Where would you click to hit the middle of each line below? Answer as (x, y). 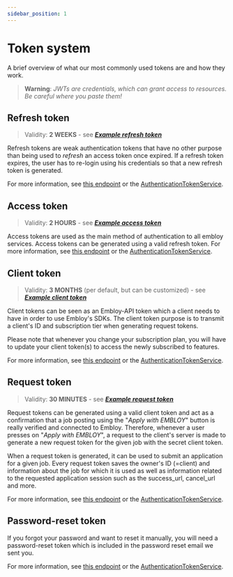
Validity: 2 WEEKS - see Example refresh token (93, 135)
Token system (49, 48)
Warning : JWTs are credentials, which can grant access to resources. (125, 89)
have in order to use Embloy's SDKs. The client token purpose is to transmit (116, 318)
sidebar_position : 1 (37, 14)
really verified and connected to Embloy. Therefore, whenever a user (106, 428)
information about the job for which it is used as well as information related (114, 470)
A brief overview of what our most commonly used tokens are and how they (116, 68)
